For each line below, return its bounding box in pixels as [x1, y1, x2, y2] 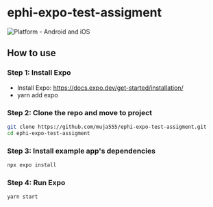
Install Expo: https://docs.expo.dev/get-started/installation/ [16, 84, 184, 92]
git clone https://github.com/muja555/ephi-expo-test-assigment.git [7, 123, 207, 130]
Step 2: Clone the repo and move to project [7, 108, 153, 117]
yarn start [7, 193, 38, 200]
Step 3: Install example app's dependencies [7, 146, 156, 156]
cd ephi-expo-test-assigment [7, 130, 90, 136]
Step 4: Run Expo [7, 178, 66, 187]
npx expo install [7, 161, 57, 169]
